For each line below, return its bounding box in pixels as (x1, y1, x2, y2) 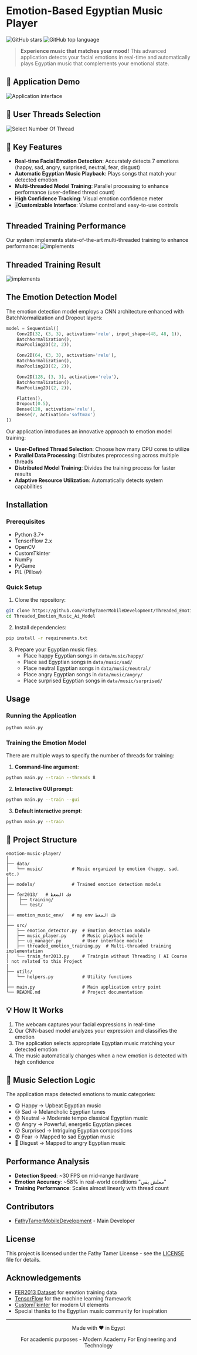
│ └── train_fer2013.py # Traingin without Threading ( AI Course (6, 953, 188, 959)
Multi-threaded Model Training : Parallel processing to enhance (14, 183, 169, 190)
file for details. (6, 1256, 41, 1263)
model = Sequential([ (6, 325, 59, 331)
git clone (6, 608, 30, 614)
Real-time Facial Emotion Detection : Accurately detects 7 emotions (14, 157, 179, 165)
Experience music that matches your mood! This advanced (20, 47, 167, 54)
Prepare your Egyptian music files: (14, 646, 98, 653)
